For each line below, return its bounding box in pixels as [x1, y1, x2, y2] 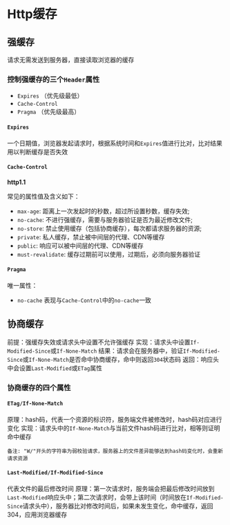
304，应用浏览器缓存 [7, 510, 68, 519]
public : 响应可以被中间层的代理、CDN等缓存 [17, 241, 144, 250]
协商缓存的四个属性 [7, 383, 71, 392]
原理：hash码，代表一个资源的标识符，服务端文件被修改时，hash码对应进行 [7, 415, 222, 423]
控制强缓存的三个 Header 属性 [7, 74, 100, 84]
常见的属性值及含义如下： [7, 192, 80, 201]
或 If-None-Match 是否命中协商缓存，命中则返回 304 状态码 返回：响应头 [22, 355, 220, 363]
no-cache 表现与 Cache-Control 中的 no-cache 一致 [17, 295, 152, 304]
